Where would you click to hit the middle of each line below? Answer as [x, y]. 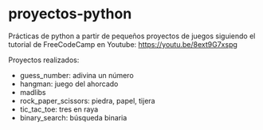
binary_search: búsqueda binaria [73, 117]
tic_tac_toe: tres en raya [59, 109]
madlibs [33, 92]
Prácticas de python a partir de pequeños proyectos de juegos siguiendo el [132, 36]
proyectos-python [70, 14]
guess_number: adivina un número [77, 75]
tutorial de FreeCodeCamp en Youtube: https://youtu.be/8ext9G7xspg [123, 44]
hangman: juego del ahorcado [69, 84]
